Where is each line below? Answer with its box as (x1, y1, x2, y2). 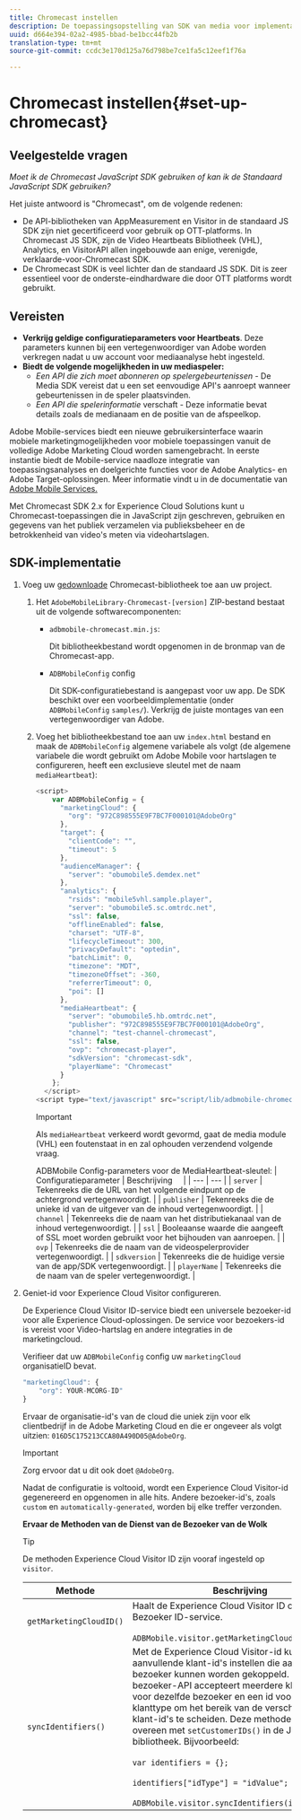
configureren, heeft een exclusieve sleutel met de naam (35, 759, 241, 770)
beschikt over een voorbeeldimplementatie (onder (48, 695, 235, 705)
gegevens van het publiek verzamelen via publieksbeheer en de (9, 520, 245, 530)
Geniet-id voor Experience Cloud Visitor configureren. (21, 1288, 222, 1298)
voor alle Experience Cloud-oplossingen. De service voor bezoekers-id (21, 1315, 285, 1325)
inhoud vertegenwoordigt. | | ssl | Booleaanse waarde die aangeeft (35, 1222, 284, 1233)
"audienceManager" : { (59, 862, 141, 871)
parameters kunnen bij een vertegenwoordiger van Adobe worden (21, 342, 267, 353)
